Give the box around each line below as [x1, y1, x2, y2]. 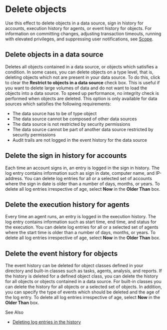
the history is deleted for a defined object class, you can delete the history [5, 273, 158, 279]
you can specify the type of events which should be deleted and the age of [5, 289, 160, 295]
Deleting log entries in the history [12, 319, 81, 325]
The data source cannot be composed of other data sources [12, 116, 137, 122]
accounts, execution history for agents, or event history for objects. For [5, 25, 152, 31]
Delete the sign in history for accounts [5, 151, 127, 160]
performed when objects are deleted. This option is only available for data [5, 95, 157, 101]
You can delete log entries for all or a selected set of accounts [24, 175, 152, 181]
